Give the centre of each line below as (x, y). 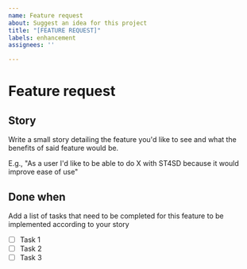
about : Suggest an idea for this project (78, 23)
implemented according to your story (69, 224)
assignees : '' (32, 45)
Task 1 (30, 240)
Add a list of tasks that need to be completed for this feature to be (116, 216)
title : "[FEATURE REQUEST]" (55, 30)
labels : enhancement (42, 38)
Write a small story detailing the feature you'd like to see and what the (122, 140)
